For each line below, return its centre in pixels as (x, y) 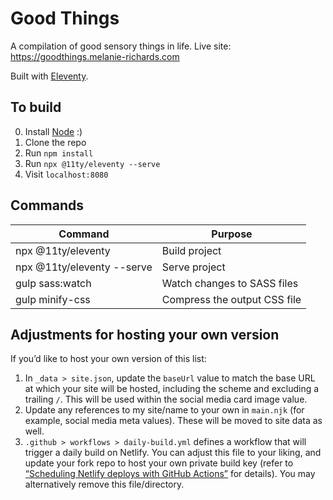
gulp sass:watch (53, 283)
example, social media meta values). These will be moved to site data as (173, 421)
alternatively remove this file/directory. (104, 484)
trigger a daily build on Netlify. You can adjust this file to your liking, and (173, 453)
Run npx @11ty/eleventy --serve (92, 163)
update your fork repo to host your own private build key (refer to (159, 463)
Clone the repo (55, 142)
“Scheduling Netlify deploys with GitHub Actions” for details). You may (170, 474)
